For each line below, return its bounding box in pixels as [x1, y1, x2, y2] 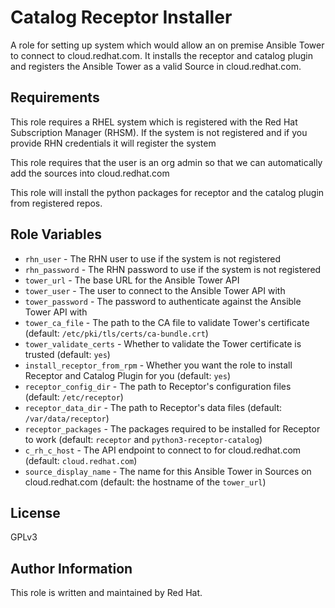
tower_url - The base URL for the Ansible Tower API [24, 274, 240, 286]
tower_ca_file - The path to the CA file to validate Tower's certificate [24, 316, 310, 328]
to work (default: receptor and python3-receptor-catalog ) [24, 433, 263, 445]
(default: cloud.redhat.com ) [24, 454, 138, 466]
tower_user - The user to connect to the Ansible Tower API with [24, 284, 286, 296]
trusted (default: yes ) [24, 348, 111, 360]
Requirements [10, 89, 100, 106]
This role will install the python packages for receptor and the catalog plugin [10, 186, 325, 198]
